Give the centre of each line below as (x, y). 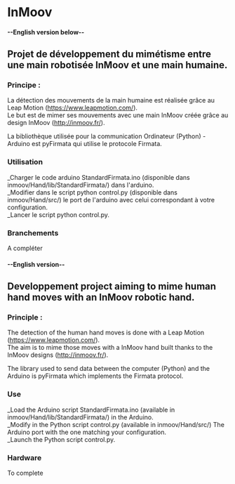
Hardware (25, 457)
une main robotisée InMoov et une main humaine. (117, 65)
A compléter (25, 248)
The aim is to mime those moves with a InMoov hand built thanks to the (110, 348)
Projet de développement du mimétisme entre (109, 54)
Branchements (33, 233)
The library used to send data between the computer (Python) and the (109, 369)
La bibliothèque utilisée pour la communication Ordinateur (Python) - (107, 136)
